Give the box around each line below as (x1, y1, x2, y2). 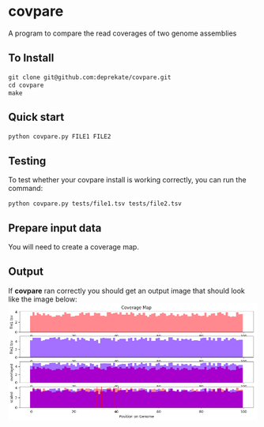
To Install (8, 51, 55, 65)
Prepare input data (8, 221, 102, 234)
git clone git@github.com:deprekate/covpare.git (8, 73, 172, 81)
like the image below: (8, 294, 77, 304)
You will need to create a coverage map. (8, 242, 140, 252)
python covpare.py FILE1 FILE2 (8, 133, 111, 140)
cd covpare (8, 81, 44, 89)
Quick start (8, 110, 65, 124)
